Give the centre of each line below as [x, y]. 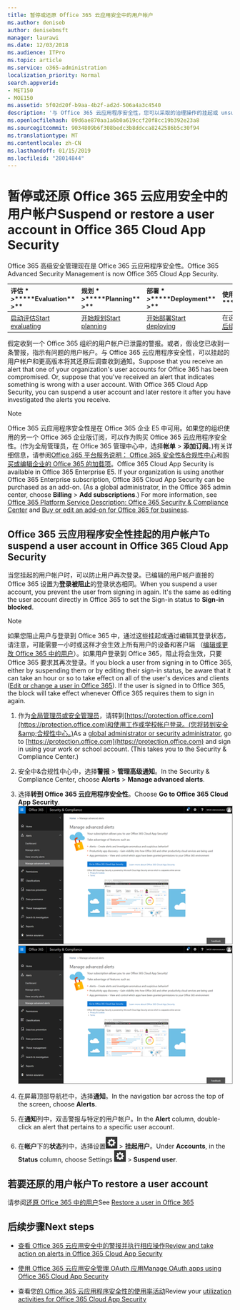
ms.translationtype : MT [43, 136]
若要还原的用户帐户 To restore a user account [108, 1184]
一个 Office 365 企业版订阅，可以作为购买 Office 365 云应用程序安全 [126, 437]
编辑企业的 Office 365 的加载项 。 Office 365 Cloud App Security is [117, 464]
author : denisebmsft [38, 30]
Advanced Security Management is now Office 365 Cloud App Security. [113, 274]
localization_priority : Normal [54, 75]
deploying [161, 326]
